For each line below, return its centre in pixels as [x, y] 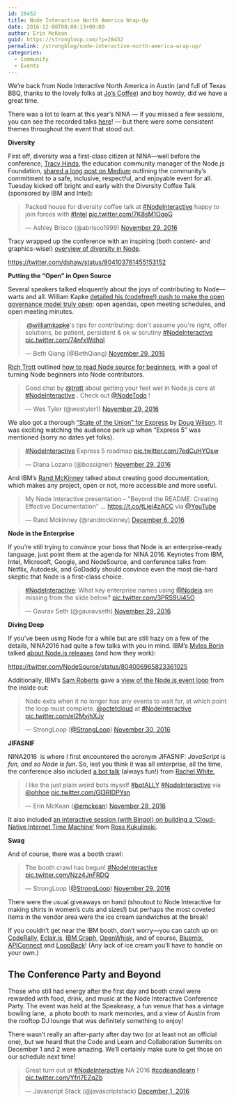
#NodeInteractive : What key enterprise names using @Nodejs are [119, 590]
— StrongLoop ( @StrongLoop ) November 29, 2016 [97, 888]
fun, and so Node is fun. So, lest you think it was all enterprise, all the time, [115, 764]
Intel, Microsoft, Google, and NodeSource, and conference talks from [107, 561]
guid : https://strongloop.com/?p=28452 [66, 40]
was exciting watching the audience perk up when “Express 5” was [104, 430]
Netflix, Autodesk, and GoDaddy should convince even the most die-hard [113, 569]
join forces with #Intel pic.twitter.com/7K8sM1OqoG [99, 214]
